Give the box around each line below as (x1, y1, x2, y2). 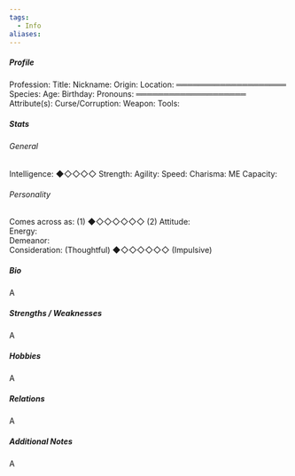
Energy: (9, 226, 38, 236)
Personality (9, 188, 51, 200)
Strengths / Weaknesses (9, 307, 103, 318)
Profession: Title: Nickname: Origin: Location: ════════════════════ (9, 79, 286, 90)
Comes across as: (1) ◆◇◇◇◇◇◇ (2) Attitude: (9, 217, 190, 227)
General (9, 141, 38, 152)
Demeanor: (9, 235, 50, 246)
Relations (9, 393, 45, 404)
